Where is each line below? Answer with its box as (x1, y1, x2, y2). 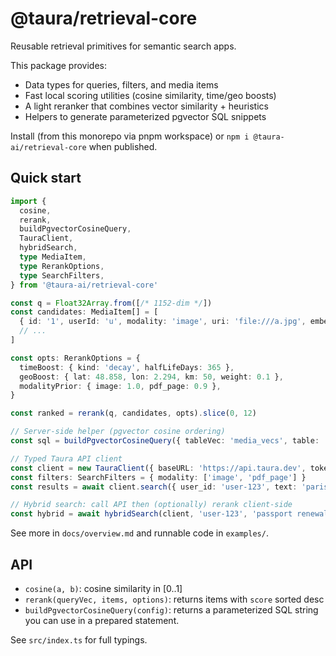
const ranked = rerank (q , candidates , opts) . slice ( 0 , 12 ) (10, 408, 257, 419)
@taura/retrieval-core (10, 7, 198, 30)
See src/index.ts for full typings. (10, 633, 148, 646)
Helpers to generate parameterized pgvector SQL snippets (24, 110, 267, 122)
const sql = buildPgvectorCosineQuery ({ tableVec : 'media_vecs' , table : (10, 436, 320, 446)
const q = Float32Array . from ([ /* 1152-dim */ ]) (10, 298, 213, 308)
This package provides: (10, 59, 107, 71)
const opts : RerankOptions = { (10, 353, 141, 363)
